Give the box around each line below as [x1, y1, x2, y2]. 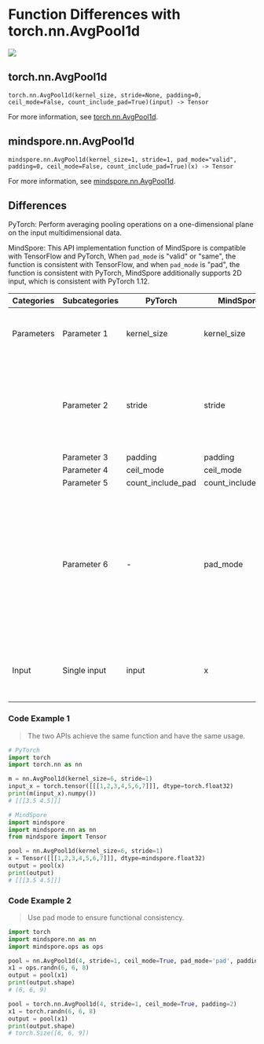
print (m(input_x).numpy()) [8, 789, 97, 798]
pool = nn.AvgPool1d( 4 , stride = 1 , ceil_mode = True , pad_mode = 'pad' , [8, 957, 234, 965]
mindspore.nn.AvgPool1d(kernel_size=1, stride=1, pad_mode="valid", [8, 156, 237, 163]
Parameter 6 [62, 559, 108, 570]
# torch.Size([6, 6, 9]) [8, 1029, 90, 1038]
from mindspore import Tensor [8, 833, 108, 841]
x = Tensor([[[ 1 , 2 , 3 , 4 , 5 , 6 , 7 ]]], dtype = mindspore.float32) [8, 855, 206, 863]
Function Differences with [8, 5, 181, 24]
